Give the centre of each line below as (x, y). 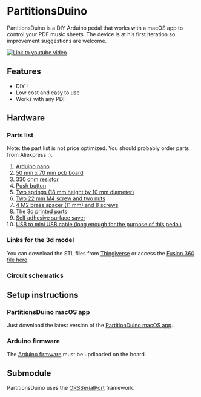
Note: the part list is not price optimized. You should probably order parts (98, 148)
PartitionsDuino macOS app (48, 312)
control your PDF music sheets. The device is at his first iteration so (91, 34)
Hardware (26, 118)
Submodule (29, 373)
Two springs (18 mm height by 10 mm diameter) (75, 192)
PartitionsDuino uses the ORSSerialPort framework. (71, 388)
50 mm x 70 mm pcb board (49, 173)
